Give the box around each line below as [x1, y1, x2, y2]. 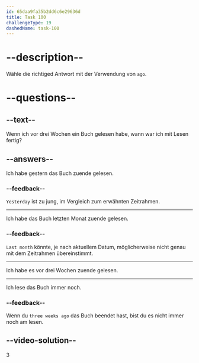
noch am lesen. [6, 318, 44, 325]
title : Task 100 [6, 14, 46, 20]
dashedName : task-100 [6, 25, 60, 31]
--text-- [6, 114, 36, 125]
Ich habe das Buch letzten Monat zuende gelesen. [6, 215, 129, 222]
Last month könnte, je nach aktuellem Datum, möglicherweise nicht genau [6, 243, 186, 250]
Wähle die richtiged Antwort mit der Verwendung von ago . [6, 71, 147, 78]
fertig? [6, 137, 23, 144]
